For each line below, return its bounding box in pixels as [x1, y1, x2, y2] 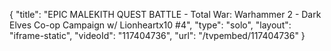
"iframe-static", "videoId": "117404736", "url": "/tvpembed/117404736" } [9, 30, 306, 41]
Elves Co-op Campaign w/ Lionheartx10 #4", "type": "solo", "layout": [9, 19, 292, 31]
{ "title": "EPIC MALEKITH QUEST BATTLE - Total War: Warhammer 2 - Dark [9, 9, 322, 20]
